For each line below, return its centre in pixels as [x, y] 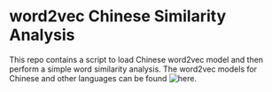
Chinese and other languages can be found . [103, 78]
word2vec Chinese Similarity [118, 16]
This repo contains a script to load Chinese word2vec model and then [136, 59]
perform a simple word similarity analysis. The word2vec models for [133, 69]
